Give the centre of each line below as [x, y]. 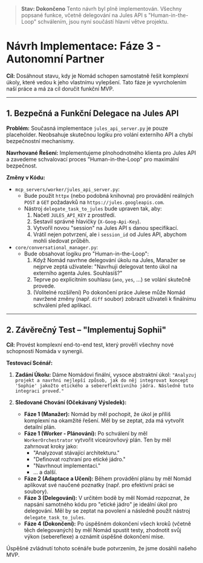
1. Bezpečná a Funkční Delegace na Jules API [93, 114]
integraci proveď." [40, 391]
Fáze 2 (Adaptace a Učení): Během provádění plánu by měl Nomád [108, 478]
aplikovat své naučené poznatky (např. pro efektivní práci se [99, 485]
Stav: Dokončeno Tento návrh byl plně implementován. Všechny [101, 9]
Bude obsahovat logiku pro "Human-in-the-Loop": [86, 254]
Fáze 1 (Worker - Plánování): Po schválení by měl [86, 433]
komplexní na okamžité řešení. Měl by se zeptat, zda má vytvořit [104, 420]
